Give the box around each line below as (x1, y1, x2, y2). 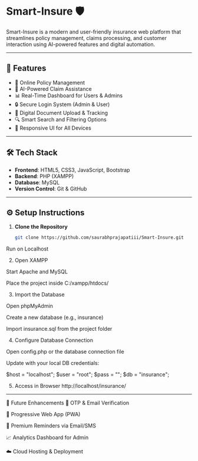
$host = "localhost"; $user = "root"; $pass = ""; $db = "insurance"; (6, 371, 170, 378)
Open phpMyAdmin (6, 302, 53, 309)
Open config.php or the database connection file (6, 348, 125, 355)
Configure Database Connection (14, 337, 93, 344)
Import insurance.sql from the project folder (6, 325, 113, 332)
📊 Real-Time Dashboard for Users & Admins (14, 92, 123, 99)
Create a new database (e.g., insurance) (6, 314, 104, 321)
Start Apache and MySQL (6, 268, 68, 275)
